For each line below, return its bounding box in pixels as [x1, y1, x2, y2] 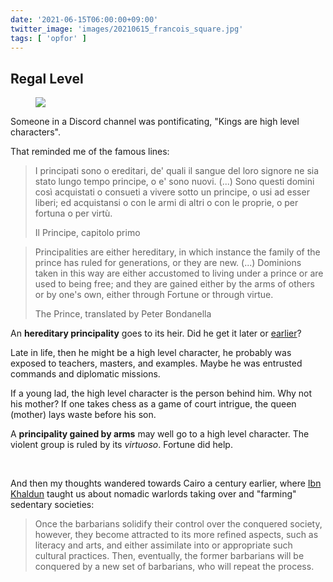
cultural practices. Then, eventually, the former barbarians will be [34, 550, 305, 562]
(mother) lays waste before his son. [10, 409, 157, 421]
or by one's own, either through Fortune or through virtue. [34, 289, 274, 301]
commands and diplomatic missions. [10, 368, 161, 380]
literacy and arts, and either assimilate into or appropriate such [34, 539, 293, 551]
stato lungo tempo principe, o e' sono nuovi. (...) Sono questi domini [34, 176, 315, 188]
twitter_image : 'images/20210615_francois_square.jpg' [10, 24, 244, 34]
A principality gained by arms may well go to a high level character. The [10, 428, 310, 440]
